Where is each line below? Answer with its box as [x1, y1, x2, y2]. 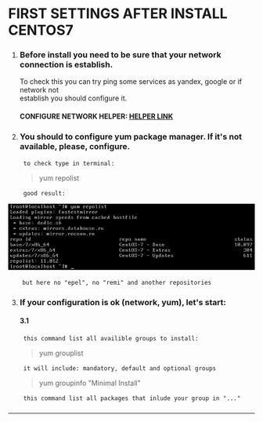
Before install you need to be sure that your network [19, 49, 222, 60]
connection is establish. [19, 60, 113, 71]
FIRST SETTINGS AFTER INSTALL [8, 5, 229, 23]
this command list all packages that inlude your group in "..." [23, 394, 241, 402]
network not [19, 85, 59, 95]
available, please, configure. [19, 141, 131, 151]
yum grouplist [38, 348, 84, 358]
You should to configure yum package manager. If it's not [19, 131, 243, 142]
